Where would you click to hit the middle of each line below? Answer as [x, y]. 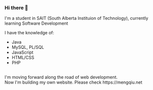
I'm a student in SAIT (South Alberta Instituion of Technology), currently [76, 18]
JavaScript [22, 52]
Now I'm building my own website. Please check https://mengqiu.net [73, 82]
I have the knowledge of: [29, 33]
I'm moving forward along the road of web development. [61, 77]
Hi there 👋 [17, 8]
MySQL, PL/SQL [28, 47]
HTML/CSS [23, 58]
